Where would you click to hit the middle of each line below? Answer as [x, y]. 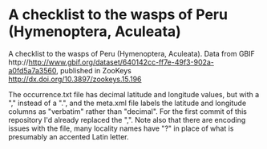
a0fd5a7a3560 [32, 70]
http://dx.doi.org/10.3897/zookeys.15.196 [75, 79]
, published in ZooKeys [94, 70]
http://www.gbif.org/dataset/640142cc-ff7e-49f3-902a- [121, 62]
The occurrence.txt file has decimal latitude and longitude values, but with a [134, 94]
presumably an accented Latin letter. [69, 136]
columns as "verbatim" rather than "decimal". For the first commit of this [127, 111]
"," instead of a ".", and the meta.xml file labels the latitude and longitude [127, 103]
